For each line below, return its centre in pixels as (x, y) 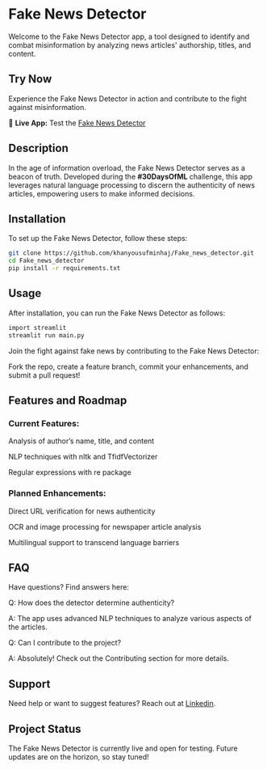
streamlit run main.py (46, 335)
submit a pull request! (44, 375)
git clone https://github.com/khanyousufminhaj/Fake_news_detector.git (131, 253)
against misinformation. (48, 107)
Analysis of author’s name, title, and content (81, 441)
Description (38, 148)
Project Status (45, 729)
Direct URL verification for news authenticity (82, 511)
